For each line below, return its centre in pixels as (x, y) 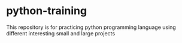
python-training (47, 11)
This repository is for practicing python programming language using (91, 27)
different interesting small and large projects (61, 33)
